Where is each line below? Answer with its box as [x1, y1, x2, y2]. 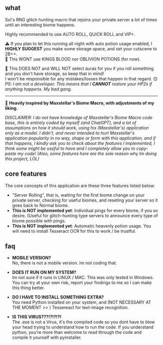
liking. [5, 105, 18, 111]
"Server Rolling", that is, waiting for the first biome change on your [12, 192, 145, 198]
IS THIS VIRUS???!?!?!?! [12, 314, 62, 320]
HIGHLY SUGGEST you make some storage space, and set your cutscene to [5, 46, 157, 51]
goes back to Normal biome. [12, 202, 69, 208]
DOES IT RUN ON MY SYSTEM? [12, 269, 77, 275]
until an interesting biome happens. [5, 22, 76, 28]
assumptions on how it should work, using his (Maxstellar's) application [5, 125, 149, 130]
